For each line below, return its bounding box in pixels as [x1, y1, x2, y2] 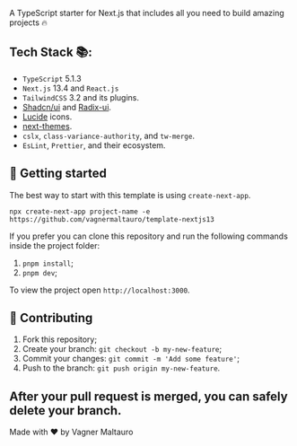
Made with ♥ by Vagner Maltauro [9, 426, 134, 438]
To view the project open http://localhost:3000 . [9, 284, 190, 295]
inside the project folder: [9, 240, 100, 250]
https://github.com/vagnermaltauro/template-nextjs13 [9, 214, 215, 223]
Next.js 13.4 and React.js [22, 83, 119, 93]
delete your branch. [9, 403, 122, 418]
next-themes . [22, 120, 73, 131]
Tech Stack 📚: [9, 45, 92, 60]
